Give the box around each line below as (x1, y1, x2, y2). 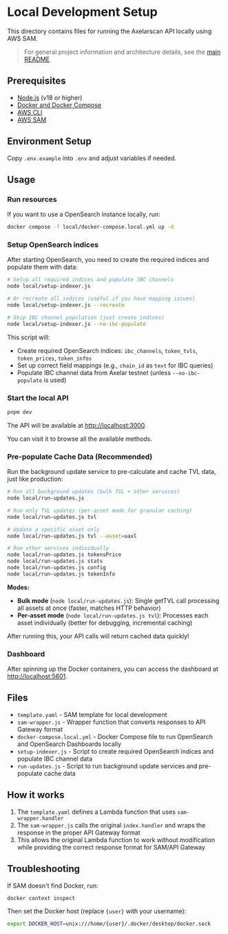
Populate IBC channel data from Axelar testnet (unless (17, 368, 171, 377)
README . (23, 55, 52, 63)
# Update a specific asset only (7, 526, 100, 533)
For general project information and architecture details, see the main (23, 48, 221, 56)
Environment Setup (7, 135, 92, 147)
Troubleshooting (7, 863, 81, 875)
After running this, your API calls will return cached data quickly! (7, 631, 189, 640)
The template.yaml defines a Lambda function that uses (17, 808, 176, 816)
